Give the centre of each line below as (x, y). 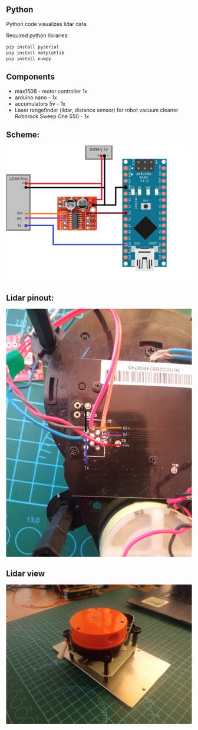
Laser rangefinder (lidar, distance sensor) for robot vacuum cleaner (96, 110)
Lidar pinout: (30, 298)
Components (30, 77)
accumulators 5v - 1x (40, 103)
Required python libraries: (37, 35)
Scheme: (23, 135)
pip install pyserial (33, 47)
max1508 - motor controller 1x (51, 91)
